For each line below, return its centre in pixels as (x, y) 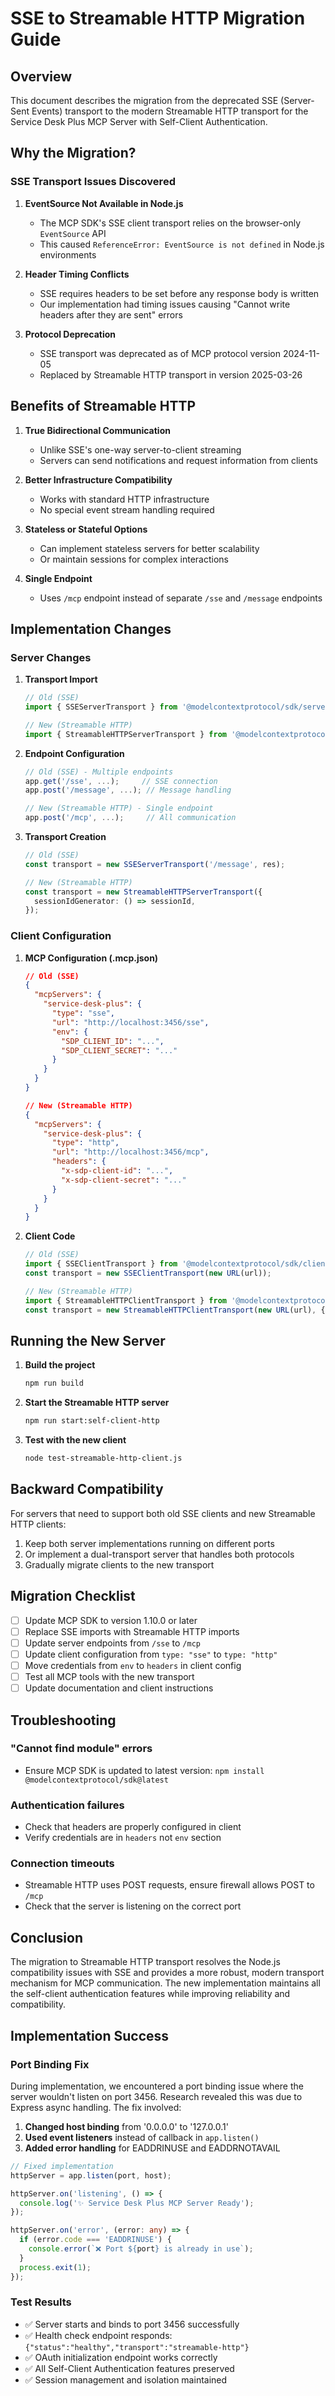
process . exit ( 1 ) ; (55, 2267)
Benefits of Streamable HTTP (103, 406)
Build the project (60, 1365)
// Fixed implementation (62, 2166)
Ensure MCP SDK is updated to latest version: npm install (144, 1770)
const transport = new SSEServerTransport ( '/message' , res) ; (155, 864)
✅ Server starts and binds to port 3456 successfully (132, 2324)
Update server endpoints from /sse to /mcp (112, 1643)
